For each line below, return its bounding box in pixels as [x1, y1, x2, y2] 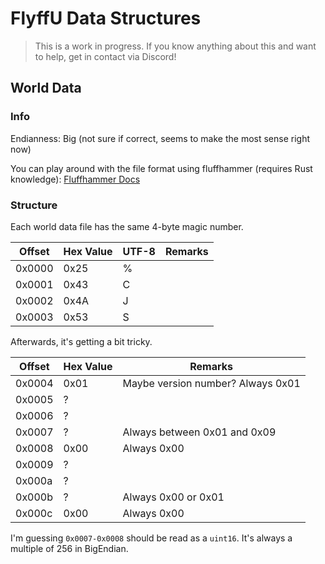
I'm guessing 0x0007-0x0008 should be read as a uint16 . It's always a [10, 532, 293, 544]
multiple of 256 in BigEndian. [10, 542, 129, 554]
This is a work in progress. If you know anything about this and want [34, 40, 317, 52]
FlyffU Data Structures [10, 7, 202, 30]
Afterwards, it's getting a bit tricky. [10, 335, 153, 347]
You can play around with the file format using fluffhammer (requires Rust [10, 162, 313, 174]
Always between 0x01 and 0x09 [122, 425, 277, 439]
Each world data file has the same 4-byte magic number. [10, 220, 244, 232]
